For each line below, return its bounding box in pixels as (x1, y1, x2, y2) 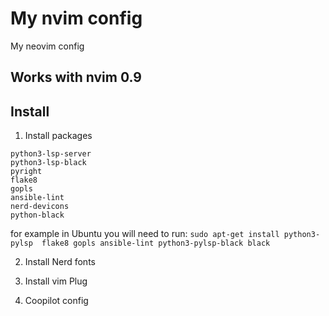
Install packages (24, 130, 93, 142)
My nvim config (10, 7, 143, 30)
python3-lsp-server (10, 149, 92, 159)
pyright (10, 167, 43, 177)
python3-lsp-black (10, 158, 87, 168)
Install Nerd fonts (24, 256, 96, 268)
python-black (10, 210, 65, 221)
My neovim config (10, 40, 85, 52)
